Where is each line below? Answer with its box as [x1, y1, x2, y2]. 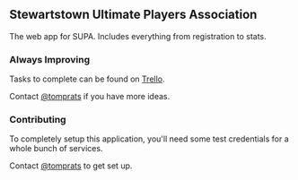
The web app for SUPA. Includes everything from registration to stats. [9, 30, 267, 41]
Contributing [9, 114, 66, 126]
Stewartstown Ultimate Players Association [9, 7, 258, 22]
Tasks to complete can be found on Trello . [9, 73, 165, 84]
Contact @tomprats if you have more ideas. [9, 91, 171, 102]
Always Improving [9, 53, 91, 65]
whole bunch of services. [9, 143, 103, 154]
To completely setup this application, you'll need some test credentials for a [9, 133, 289, 144]
